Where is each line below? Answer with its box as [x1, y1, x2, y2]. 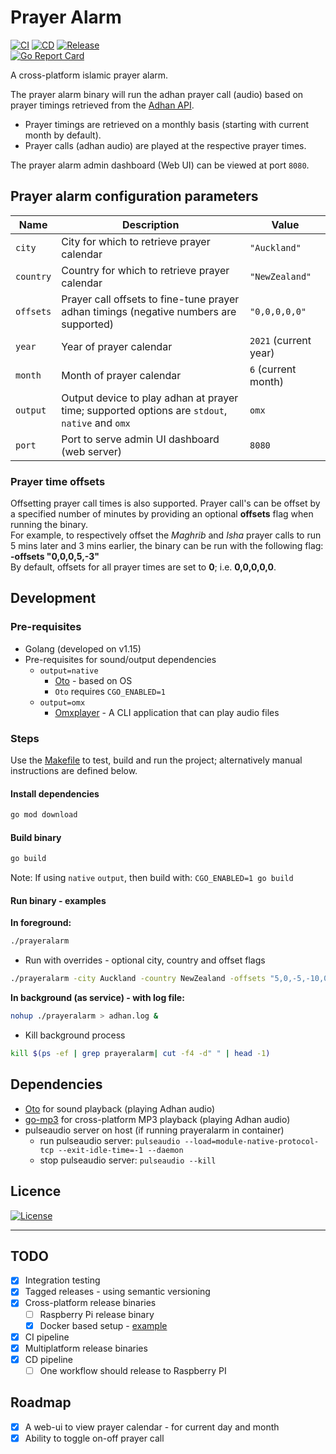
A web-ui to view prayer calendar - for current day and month [24, 1421, 280, 1433]
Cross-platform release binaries [24, 1297, 157, 1309]
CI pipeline [24, 1331, 70, 1343]
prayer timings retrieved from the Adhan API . [10, 99, 195, 111]
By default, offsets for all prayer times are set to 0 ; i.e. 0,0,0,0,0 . [10, 561, 277, 573]
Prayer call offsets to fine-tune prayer [61, 292, 240, 306]
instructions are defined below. [10, 765, 138, 777]
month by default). [24, 129, 102, 141]
